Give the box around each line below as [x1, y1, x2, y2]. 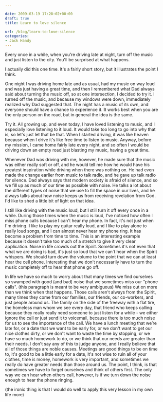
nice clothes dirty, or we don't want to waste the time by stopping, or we [5, 330, 150, 336]
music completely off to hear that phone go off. [5, 264, 100, 270]
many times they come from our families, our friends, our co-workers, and [5, 294, 154, 300]
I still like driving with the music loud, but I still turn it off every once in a [5, 207, 148, 213]
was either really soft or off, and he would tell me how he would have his [5, 162, 150, 167]
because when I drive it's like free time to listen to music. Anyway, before [5, 137, 152, 143]
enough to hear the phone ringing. [5, 377, 74, 383]
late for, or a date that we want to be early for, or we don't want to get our [5, 326, 152, 331]
